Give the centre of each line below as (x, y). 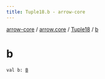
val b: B (17, 70)
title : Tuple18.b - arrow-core (46, 12)
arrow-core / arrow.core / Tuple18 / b (52, 29)
